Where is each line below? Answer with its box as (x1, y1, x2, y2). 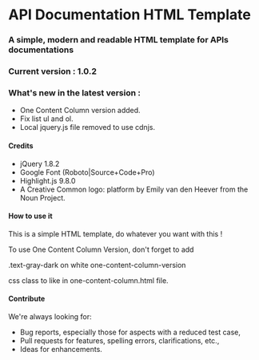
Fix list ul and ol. (19, 114, 74, 123)
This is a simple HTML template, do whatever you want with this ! (8, 229, 223, 238)
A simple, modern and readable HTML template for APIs (8, 34, 229, 46)
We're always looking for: (8, 311, 92, 322)
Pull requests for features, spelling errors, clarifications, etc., (19, 335, 220, 346)
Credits (8, 140, 34, 150)
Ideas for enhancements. (19, 344, 102, 354)
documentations (8, 44, 74, 55)
